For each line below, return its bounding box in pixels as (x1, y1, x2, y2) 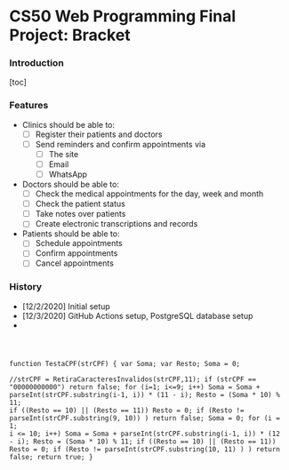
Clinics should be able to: (21, 119, 116, 130)
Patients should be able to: (21, 228, 120, 239)
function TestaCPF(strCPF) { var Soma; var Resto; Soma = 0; (9, 359, 241, 368)
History (9, 281, 43, 293)
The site (48, 148, 79, 159)
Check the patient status (35, 198, 126, 210)
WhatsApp (48, 169, 87, 179)
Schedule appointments (35, 238, 123, 249)
